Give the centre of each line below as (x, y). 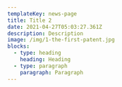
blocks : (19, 46)
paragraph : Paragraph (51, 72)
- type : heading (37, 53)
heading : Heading (45, 60)
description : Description (45, 33)
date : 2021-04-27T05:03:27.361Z (55, 27)
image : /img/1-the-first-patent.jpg (61, 40)
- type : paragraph (41, 66)
